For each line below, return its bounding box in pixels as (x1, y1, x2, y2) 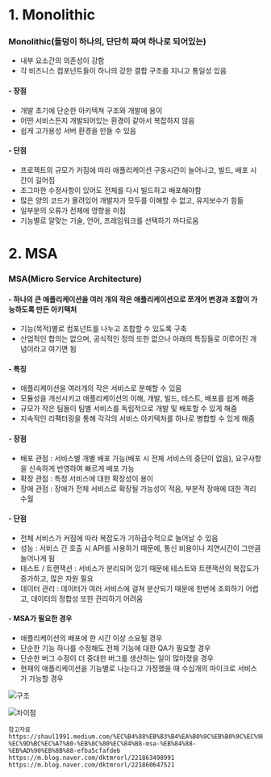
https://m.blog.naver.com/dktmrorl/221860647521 (8, 761, 175, 769)
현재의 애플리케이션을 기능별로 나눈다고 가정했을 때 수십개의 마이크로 (19, 664, 236, 674)
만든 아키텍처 (35, 304, 77, 314)
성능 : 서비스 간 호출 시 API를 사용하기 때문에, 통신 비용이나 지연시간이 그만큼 (19, 543, 261, 552)
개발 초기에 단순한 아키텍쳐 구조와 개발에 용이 (19, 105, 163, 115)
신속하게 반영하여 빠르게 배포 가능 (28, 463, 135, 473)
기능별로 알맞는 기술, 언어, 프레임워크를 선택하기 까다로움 (19, 216, 199, 225)
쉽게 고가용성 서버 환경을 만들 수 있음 (19, 125, 137, 135)
